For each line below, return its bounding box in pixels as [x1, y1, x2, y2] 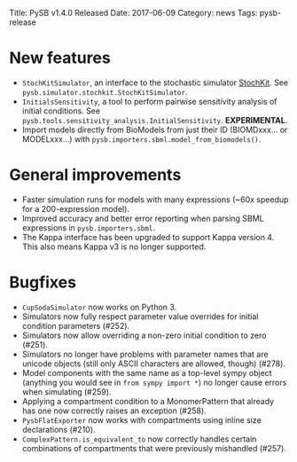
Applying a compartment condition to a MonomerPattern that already [21, 395, 275, 406]
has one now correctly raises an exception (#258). [21, 405, 207, 416]
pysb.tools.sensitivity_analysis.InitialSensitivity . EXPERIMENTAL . [21, 114, 288, 125]
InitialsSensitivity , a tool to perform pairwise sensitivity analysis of [21, 96, 277, 106]
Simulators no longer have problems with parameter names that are [21, 348, 269, 359]
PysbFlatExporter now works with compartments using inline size [21, 414, 262, 425]
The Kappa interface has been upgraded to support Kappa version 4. [21, 231, 275, 242]
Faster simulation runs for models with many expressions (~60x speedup [21, 194, 289, 205]
